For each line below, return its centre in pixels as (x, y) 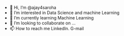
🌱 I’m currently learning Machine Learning (52, 18)
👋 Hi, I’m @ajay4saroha (33, 8)
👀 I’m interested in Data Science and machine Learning (65, 13)
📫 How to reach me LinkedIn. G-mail (47, 28)
